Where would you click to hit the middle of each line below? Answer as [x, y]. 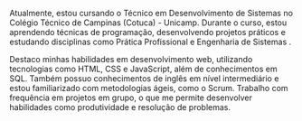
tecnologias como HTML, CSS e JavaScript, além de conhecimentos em [143, 69]
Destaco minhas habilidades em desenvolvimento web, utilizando [131, 59]
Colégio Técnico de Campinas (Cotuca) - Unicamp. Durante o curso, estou [148, 23]
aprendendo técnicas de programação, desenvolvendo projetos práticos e [148, 32]
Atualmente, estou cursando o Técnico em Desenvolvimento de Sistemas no [151, 13]
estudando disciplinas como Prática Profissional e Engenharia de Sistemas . [151, 42]
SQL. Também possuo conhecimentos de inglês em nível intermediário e [144, 79]
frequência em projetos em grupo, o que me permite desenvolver [131, 98]
